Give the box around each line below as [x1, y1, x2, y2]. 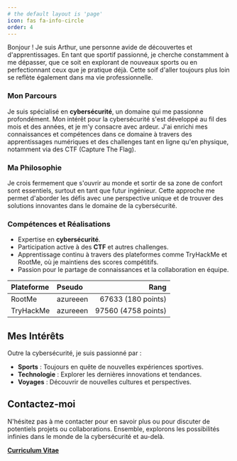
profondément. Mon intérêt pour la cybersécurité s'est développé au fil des [7, 114, 227, 123]
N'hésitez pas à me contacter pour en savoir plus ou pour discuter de [7, 417, 211, 425]
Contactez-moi [7, 398, 76, 411]
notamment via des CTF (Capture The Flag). [7, 145, 136, 153]
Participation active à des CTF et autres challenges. [17, 243, 169, 251]
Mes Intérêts [7, 330, 65, 342]
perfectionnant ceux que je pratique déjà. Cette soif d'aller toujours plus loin [7, 65, 231, 75]
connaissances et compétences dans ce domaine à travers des [7, 129, 192, 139]
